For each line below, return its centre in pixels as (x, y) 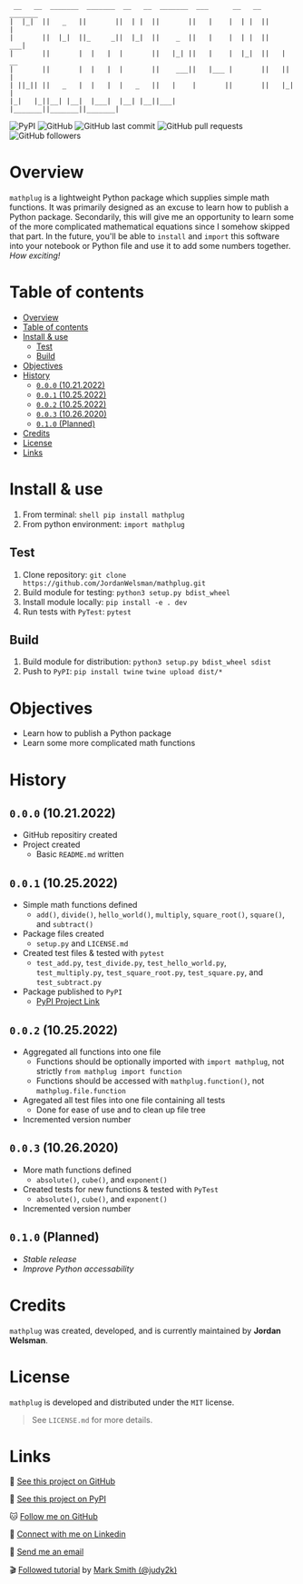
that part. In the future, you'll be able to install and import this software (144, 236)
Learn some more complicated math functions (109, 743)
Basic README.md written (80, 854)
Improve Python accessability (78, 1269)
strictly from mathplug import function (109, 1071)
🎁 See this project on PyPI (58, 1499)
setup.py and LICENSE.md (82, 943)
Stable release (49, 1259)
